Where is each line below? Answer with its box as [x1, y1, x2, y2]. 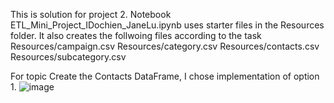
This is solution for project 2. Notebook [10, 9, 172, 20]
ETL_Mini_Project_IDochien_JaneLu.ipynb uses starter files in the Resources [10, 19, 325, 31]
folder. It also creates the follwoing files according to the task [10, 30, 262, 41]
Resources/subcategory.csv [10, 51, 127, 63]
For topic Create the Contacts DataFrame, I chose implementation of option [10, 70, 320, 82]
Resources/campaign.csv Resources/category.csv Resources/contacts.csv [10, 40, 320, 52]
